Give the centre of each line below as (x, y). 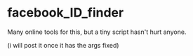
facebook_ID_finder (66, 13)
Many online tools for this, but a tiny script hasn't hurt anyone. (97, 32)
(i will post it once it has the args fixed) (63, 45)
